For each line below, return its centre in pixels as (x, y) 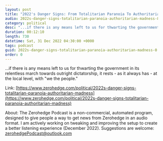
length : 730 (17, 37)
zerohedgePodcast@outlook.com (39, 133)
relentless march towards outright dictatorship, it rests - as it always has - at (81, 74)
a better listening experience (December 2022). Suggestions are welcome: (80, 128)
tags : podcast (19, 46)
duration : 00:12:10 (25, 32)
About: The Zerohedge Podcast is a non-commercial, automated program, (79, 113)
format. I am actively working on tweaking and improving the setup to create (81, 123)
